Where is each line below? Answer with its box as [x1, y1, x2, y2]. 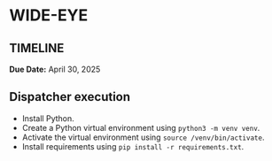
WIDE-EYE [9, 5, 89, 26]
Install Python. [21, 112, 75, 124]
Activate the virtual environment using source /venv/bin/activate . [21, 132, 265, 142]
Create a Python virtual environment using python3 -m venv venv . [21, 122, 260, 133]
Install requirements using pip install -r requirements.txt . [21, 141, 245, 151]
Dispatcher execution [9, 89, 131, 104]
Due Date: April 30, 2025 [9, 64, 101, 74]
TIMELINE [9, 41, 65, 56]
